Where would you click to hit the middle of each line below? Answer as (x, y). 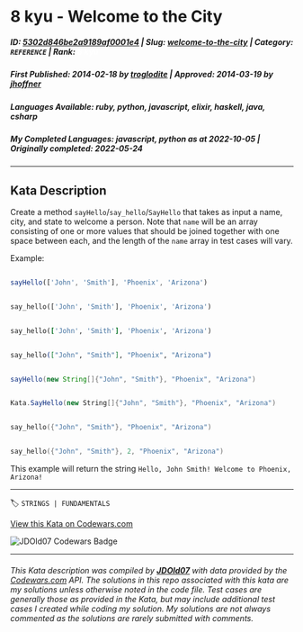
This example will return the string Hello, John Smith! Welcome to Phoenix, (151, 469)
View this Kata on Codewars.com (72, 524)
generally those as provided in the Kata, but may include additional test (143, 599)
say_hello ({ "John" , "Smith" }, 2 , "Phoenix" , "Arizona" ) (117, 452)
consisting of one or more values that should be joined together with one (145, 231)
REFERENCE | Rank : (43, 51)
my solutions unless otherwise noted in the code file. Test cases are (136, 589)
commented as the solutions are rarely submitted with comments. (132, 618)
